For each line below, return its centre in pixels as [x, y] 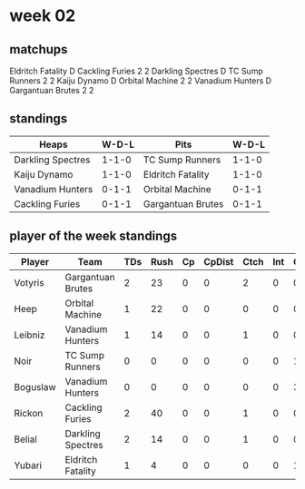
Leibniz [30, 335]
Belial [26, 439]
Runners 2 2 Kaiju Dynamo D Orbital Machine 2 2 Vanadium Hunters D [141, 81]
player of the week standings [93, 236]
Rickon [29, 413]
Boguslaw [35, 386]
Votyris [29, 282]
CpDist [219, 261]
